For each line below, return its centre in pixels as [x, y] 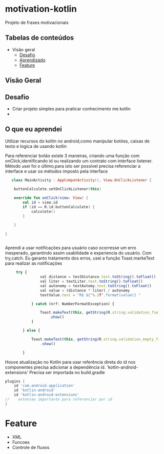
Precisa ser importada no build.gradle [67, 372]
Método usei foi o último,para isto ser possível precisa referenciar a [73, 166]
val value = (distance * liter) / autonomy [85, 290]
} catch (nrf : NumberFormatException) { [73, 304]
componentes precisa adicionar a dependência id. [55, 367]
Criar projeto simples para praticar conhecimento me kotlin [71, 109]
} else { [31, 331]
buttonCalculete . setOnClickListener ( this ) [58, 189]
